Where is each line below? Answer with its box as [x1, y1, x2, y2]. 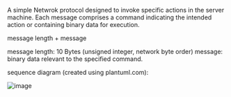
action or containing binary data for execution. [7, 21, 140, 28]
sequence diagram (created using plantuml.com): [7, 69, 149, 76]
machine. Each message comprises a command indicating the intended [7, 13, 212, 21]
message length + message [7, 34, 87, 42]
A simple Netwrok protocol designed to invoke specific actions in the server [7, 6, 225, 14]
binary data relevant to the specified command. [7, 55, 143, 63]
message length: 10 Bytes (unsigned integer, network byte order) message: [7, 48, 223, 55]
